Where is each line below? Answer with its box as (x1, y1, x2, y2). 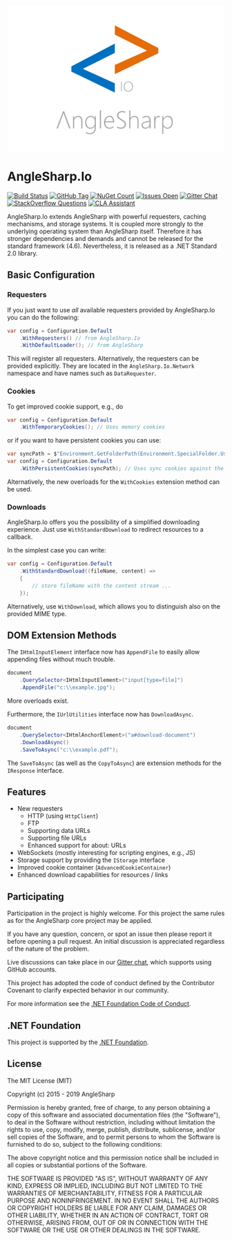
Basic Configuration (7, 269, 95, 281)
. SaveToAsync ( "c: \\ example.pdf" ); (19, 746, 119, 753)
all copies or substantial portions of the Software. (7, 1160, 147, 1169)
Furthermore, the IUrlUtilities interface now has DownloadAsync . (7, 710, 193, 719)
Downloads (7, 502, 46, 512)
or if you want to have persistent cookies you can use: (7, 436, 162, 444)
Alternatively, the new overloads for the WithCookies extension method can (7, 477, 220, 486)
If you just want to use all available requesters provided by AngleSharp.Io (7, 305, 215, 314)
